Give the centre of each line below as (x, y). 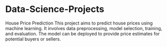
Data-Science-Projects (55, 9)
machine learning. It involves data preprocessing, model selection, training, (84, 28)
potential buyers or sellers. (33, 39)
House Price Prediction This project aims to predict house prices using (79, 23)
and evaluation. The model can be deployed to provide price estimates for (82, 33)
